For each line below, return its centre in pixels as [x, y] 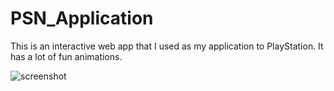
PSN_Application [82, 18]
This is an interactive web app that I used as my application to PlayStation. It [167, 46]
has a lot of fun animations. [66, 56]
